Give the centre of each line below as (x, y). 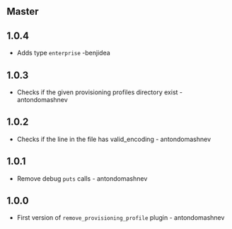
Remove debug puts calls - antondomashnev (82, 178)
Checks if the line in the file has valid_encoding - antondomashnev (114, 139)
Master (23, 12)
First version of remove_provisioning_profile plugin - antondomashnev (121, 218)
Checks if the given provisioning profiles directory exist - (100, 92)
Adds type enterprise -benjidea (63, 53)
